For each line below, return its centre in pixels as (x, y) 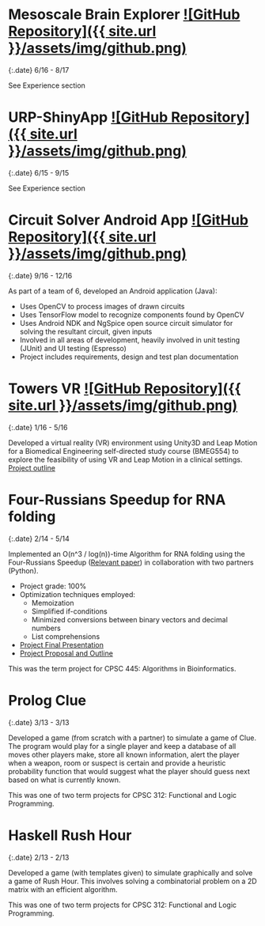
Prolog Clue (47, 700)
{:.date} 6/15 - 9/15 (39, 172)
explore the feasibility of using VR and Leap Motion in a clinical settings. (125, 459)
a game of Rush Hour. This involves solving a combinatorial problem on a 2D (132, 881)
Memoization (53, 603)
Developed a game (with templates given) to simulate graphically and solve (131, 872)
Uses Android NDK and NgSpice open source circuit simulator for (126, 323)
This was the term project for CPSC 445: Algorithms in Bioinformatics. (122, 668)
